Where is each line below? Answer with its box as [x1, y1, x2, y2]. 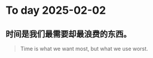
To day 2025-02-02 [5, 4, 106, 17]
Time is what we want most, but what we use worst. [20, 45, 148, 52]
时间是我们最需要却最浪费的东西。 [5, 29, 131, 39]
